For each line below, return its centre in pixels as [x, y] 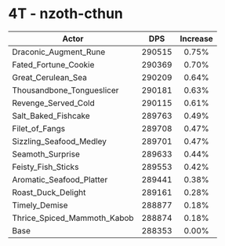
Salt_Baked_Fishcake [51, 116]
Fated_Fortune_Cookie [53, 64]
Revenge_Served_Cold [54, 103]
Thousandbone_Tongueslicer [65, 90]
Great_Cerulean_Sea [50, 77]
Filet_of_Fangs [38, 128]
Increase [196, 39]
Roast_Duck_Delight [49, 192]
